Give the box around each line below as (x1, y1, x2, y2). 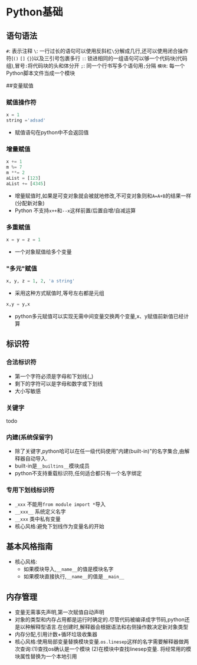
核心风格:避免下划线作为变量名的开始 (14, 522, 104, 529)
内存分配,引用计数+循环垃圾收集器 (14, 631, 98, 638)
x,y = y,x (6, 301, 31, 307)
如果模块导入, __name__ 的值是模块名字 (23, 565, 114, 572)
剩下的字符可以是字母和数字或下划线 (14, 380, 103, 387)
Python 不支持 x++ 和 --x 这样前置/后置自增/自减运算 (14, 207, 136, 214)
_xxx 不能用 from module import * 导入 (14, 501, 106, 508)
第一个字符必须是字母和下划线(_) (14, 373, 94, 380)
